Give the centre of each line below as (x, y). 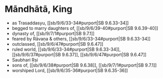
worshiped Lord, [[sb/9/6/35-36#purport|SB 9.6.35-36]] (70, 70)
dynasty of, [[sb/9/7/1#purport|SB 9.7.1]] (53, 33)
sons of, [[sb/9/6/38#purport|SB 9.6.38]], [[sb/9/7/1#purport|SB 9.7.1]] (84, 65)
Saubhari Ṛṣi (25, 60)
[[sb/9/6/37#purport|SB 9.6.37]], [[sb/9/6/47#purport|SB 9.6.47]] (79, 54)
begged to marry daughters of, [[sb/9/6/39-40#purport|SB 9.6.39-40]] (85, 28)
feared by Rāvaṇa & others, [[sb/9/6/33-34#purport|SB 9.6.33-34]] (81, 39)
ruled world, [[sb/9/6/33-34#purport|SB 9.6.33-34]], (66, 49)
